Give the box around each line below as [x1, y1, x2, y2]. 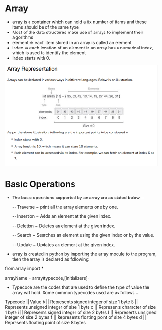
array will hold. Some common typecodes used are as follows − [12, 290, 139, 296]
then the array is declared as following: [12, 256, 90, 262]
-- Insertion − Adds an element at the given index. [12, 214, 112, 219]
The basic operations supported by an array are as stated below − [12, 195, 144, 200]
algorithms [12, 34, 34, 40]
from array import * [5, 265, 44, 272]
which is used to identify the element [12, 49, 86, 56]
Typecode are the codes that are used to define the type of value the [12, 284, 150, 290]
